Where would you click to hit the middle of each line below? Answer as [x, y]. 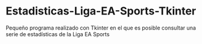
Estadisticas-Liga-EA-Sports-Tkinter [101, 11]
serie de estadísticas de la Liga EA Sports [58, 34]
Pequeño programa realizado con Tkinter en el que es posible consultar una [101, 28]
